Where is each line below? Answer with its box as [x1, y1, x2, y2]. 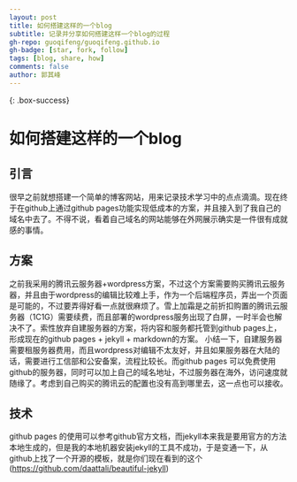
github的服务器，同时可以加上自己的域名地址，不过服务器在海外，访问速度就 [9, 366, 288, 377]
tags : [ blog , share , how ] [9, 54, 104, 63]
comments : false [9, 63, 69, 72]
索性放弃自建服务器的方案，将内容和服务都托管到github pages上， [39, 322, 282, 333]
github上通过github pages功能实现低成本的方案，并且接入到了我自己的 [24, 203, 282, 213]
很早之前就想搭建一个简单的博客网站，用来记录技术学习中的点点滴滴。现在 [9, 191, 280, 202]
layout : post [9, 12, 57, 22]
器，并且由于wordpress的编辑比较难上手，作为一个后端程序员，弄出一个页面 [9, 289, 288, 300]
